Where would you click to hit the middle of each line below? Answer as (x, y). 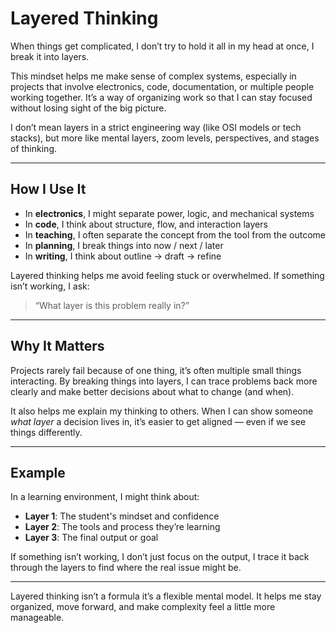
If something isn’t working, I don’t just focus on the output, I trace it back (160, 557)
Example (38, 472)
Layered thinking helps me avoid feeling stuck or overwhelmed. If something (167, 275)
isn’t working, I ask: (50, 286)
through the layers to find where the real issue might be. (126, 568)
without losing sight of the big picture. (88, 108)
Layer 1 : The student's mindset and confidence (122, 516)
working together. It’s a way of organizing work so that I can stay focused (161, 97)
